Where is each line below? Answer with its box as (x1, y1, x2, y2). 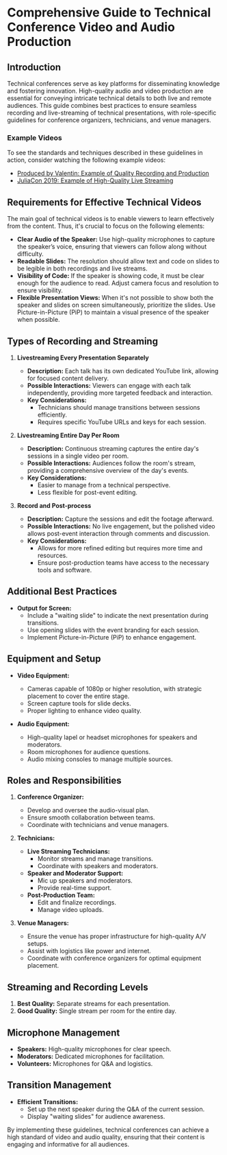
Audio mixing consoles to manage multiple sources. (27, 755, 173, 763)
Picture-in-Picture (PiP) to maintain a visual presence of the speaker (16, 308, 210, 316)
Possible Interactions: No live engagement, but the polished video (27, 522, 215, 530)
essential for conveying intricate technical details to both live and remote (7, 94, 212, 102)
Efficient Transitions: (16, 1097, 79, 1106)
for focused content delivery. (27, 374, 109, 382)
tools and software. (37, 565, 92, 574)
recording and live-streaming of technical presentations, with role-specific (7, 108, 217, 117)
